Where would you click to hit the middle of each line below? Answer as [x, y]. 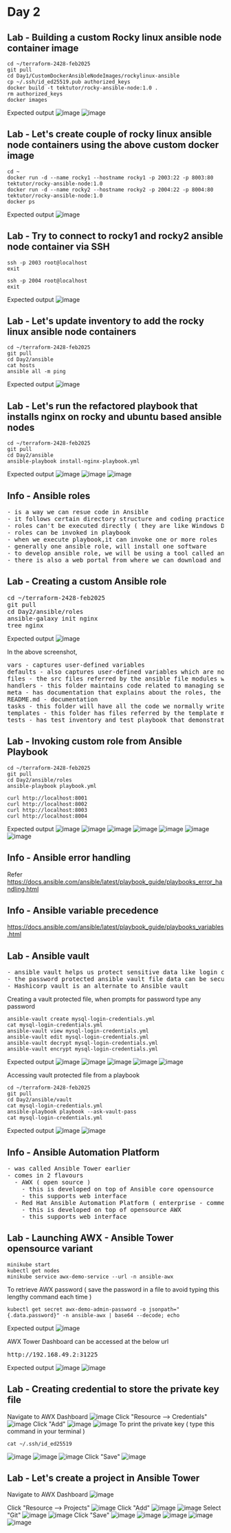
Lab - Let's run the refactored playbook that [102, 406]
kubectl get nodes [33, 1270]
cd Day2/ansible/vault [40, 1100]
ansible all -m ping [37, 372]
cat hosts [21, 366]
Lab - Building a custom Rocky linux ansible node [114, 37]
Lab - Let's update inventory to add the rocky [106, 321]
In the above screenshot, [42, 652]
